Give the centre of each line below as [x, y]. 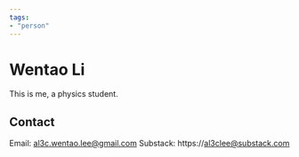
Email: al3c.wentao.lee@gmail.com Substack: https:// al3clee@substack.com [149, 144]
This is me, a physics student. [64, 94]
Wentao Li [47, 70]
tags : [19, 17]
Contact [32, 122]
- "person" [29, 26]
